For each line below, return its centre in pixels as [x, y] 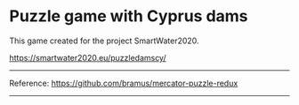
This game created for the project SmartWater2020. [104, 41]
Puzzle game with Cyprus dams [129, 16]
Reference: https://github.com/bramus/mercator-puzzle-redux [124, 83]
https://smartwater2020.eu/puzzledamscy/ [88, 57]
